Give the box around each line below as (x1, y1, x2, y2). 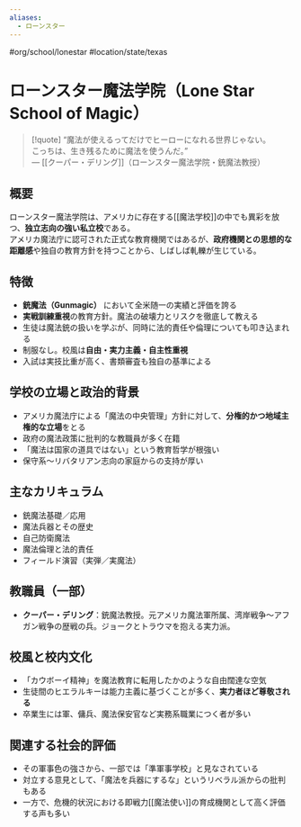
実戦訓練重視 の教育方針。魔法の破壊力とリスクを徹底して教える (22, 311, 259, 322)
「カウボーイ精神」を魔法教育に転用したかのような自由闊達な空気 (22, 675, 267, 686)
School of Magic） (9, 103, 149, 123)
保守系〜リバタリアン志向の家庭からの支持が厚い (22, 455, 204, 466)
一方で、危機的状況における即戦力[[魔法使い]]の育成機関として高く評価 (22, 797, 286, 808)
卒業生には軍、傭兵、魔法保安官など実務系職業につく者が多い (22, 708, 252, 720)
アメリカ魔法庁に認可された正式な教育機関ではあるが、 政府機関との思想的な (9, 234, 292, 245)
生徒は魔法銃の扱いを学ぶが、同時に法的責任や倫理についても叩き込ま (22, 322, 282, 333)
